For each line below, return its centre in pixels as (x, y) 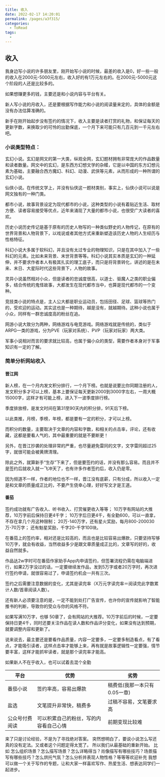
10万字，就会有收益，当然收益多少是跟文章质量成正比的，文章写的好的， (78, 544)
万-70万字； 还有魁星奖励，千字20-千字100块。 (53, 528)
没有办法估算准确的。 (27, 110)
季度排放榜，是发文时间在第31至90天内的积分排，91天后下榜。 (68, 408)
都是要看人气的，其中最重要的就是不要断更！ (63, 435)
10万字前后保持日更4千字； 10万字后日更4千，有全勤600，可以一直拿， (86, 515)
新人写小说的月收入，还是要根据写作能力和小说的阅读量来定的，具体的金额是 (82, 104)
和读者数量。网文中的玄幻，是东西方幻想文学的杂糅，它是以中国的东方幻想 (80, 165)
